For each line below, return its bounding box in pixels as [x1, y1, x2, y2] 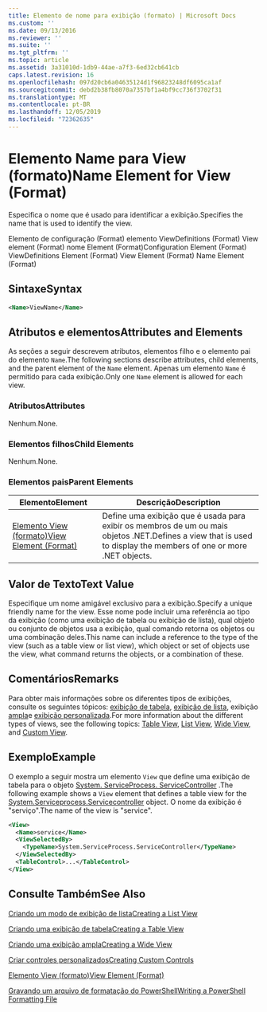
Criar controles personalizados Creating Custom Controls [8, 955, 195, 964]
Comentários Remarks [8, 673, 119, 686]
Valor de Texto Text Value [8, 577, 134, 590]
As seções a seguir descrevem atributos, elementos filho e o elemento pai [8, 347, 251, 356]
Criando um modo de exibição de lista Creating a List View [8, 908, 198, 918]
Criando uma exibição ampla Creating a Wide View [8, 939, 172, 949]
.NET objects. [102, 551, 153, 562]
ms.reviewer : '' [8, 33, 62, 42]
